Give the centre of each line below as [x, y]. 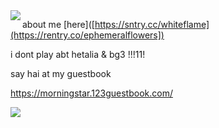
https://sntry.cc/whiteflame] [152, 24]
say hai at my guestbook [61, 73]
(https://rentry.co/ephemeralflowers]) [87, 35]
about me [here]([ [58, 24]
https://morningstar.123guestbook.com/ [91, 93]
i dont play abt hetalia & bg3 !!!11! [78, 54]
